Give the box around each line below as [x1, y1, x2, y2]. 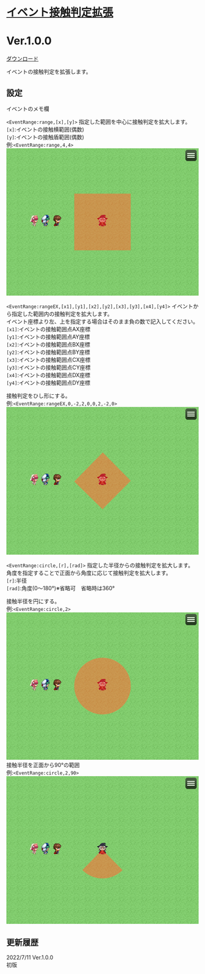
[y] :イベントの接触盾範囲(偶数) [6, 133, 84, 141]
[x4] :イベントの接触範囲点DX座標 [6, 372, 90, 379]
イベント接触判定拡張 [6, 6, 114, 20]
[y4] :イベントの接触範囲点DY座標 [6, 379, 90, 386]
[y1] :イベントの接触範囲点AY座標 [6, 333, 90, 340]
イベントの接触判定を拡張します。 [6, 68, 92, 75]
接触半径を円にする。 [6, 598, 60, 605]
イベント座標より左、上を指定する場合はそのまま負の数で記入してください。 [6, 318, 198, 325]
